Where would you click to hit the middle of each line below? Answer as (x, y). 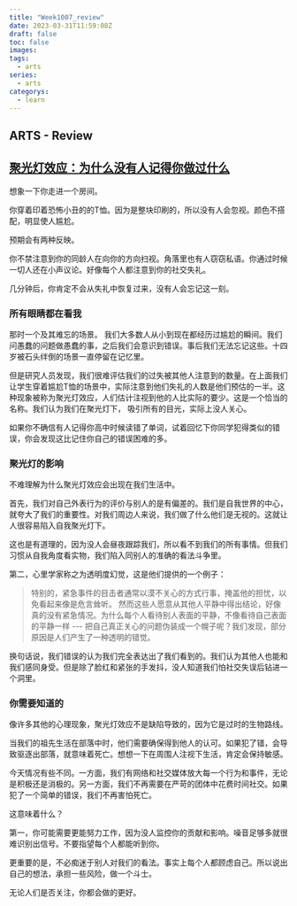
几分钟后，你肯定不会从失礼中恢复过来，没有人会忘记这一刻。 (122, 288)
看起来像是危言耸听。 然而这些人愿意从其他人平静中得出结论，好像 (160, 604)
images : (23, 50)
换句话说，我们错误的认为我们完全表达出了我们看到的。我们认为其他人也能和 (148, 656)
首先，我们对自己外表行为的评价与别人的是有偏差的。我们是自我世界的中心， (148, 503)
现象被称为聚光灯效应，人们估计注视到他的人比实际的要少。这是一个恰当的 (152, 397)
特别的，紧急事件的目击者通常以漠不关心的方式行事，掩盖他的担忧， (155, 593)
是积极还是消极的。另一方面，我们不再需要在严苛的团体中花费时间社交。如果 (148, 784)
